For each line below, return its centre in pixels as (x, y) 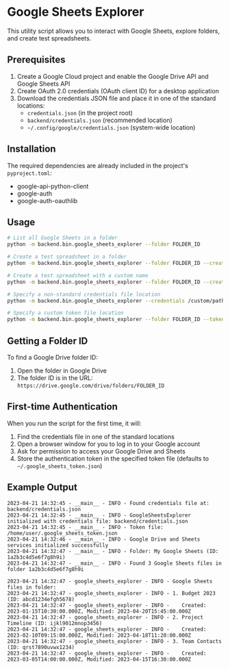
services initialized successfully (58, 545)
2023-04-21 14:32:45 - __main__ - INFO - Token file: (86, 527)
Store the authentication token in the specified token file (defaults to (113, 458)
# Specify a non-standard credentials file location (84, 294)
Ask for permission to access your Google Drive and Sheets (101, 451)
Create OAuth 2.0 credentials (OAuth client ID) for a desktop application (118, 91)
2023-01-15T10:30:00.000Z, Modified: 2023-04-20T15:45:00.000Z (99, 611)
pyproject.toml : (30, 173)
